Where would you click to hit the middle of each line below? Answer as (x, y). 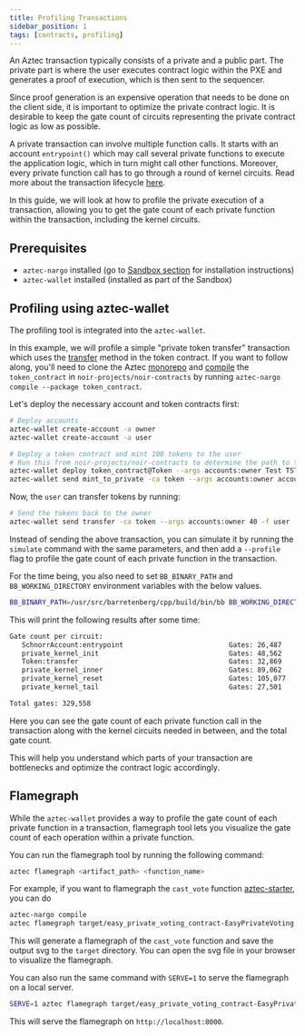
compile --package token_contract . (76, 386)
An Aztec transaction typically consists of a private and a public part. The (147, 61)
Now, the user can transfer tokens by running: (95, 497)
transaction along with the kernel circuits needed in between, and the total (148, 730)
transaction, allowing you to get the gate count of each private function (142, 210)
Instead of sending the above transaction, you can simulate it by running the (152, 539)
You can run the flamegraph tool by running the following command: (137, 854)
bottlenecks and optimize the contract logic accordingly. (115, 767)
